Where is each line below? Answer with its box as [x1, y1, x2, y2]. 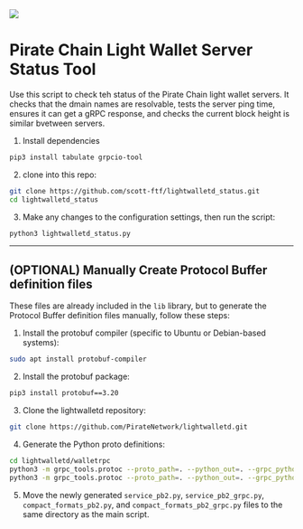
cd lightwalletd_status [9, 194, 99, 204]
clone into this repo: [22, 169, 97, 180]
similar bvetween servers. [9, 118, 106, 128]
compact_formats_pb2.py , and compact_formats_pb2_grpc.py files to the [22, 499, 283, 510]
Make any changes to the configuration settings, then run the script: [22, 212, 276, 222]
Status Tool [9, 59, 96, 80]
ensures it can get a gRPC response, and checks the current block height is [9, 108, 290, 118]
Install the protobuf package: [22, 371, 131, 383]
